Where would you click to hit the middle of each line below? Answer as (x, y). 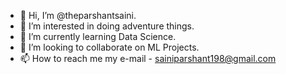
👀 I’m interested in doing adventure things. (107, 26)
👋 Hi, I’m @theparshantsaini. (78, 15)
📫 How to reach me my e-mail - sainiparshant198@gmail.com (148, 58)
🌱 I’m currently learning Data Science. (98, 36)
